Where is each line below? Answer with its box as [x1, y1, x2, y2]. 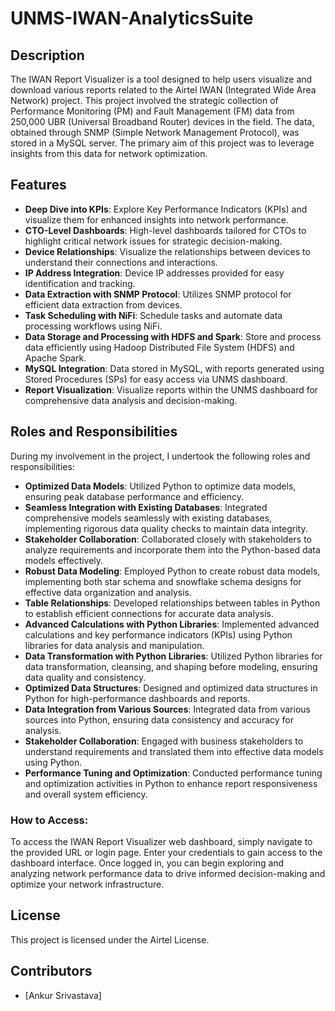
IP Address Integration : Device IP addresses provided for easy [24, 267, 285, 279]
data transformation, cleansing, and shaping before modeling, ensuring [24, 660, 318, 672]
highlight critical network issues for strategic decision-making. [24, 235, 283, 247]
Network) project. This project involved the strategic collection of [10, 95, 279, 106]
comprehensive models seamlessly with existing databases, [24, 512, 273, 524]
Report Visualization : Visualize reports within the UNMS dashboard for [24, 383, 319, 396]
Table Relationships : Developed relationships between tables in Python [24, 597, 321, 609]
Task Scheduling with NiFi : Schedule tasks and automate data [24, 309, 283, 321]
